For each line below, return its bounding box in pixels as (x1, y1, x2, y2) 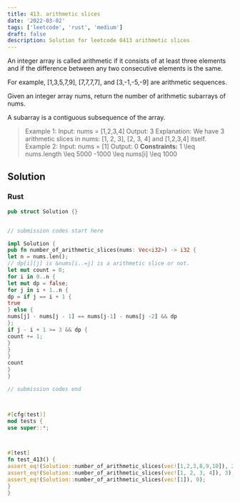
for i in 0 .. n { (7, 273, 56, 280)
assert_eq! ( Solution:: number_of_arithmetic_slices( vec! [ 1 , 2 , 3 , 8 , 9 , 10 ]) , (7, 463, 229, 470)
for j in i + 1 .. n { (7, 286, 69, 293)
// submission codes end (7, 385, 81, 392)
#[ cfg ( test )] (7, 411, 46, 418)
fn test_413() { (7, 456, 56, 464)
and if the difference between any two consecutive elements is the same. (7, 64, 224, 73)
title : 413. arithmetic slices (7, 10, 101, 18)
